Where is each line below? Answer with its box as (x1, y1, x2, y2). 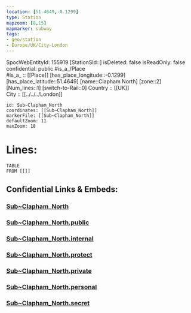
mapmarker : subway (6, 25, 52, 32)
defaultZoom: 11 (6, 118, 47, 124)
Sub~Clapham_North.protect (6, 250, 93, 258)
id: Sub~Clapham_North (6, 102, 63, 108)
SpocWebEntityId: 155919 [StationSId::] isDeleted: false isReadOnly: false (6, 58, 186, 66)
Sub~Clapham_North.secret (6, 299, 90, 307)
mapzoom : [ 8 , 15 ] (6, 20, 47, 26)
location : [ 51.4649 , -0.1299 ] (6, 8, 79, 15)
